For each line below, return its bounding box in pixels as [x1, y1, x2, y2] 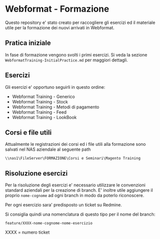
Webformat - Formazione [5, 3, 109, 15]
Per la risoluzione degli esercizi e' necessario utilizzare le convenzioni [5, 182, 145, 188]
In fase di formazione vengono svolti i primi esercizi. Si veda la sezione [5, 52, 147, 58]
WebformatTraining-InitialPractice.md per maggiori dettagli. [5, 57, 128, 63]
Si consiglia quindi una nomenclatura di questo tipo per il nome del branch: [5, 211, 156, 218]
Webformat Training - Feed [12, 109, 67, 115]
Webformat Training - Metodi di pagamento [12, 104, 100, 110]
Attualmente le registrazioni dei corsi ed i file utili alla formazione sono [5, 141, 146, 147]
